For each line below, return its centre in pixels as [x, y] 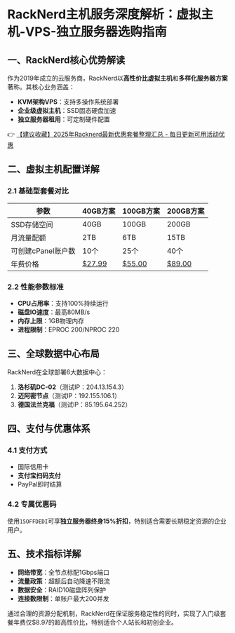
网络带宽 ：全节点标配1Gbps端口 [63, 572]
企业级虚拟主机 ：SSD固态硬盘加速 [67, 110]
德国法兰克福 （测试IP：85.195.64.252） [74, 404]
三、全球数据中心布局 [53, 354]
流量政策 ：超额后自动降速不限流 [63, 581]
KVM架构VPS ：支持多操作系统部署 [68, 102]
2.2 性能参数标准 [36, 287]
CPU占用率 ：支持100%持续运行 [63, 303]
